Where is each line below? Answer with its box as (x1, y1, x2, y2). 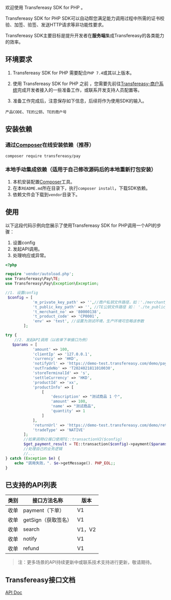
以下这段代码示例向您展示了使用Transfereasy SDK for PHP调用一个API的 (5, 222, 157, 228)
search (23, 526, 40, 533)
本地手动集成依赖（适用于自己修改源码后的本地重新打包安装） (5, 166, 157, 173)
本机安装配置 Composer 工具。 (12, 178, 75, 185)
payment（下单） (23, 507, 65, 514)
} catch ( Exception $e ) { (5, 456, 60, 461)
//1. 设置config (5, 290, 38, 296)
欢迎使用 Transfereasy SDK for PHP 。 (5, 5, 85, 10)
